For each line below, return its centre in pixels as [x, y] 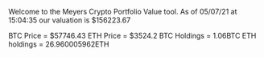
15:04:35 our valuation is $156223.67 [70, 20]
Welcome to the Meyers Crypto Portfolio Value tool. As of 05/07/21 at [123, 12]
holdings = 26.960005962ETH [59, 44]
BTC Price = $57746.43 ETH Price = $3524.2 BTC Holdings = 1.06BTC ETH [132, 36]
